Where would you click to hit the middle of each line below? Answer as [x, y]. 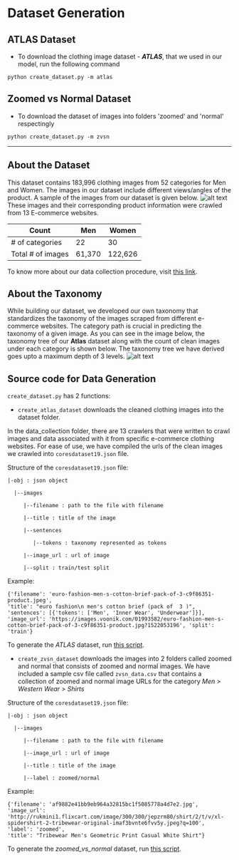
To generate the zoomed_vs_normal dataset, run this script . [94, 849]
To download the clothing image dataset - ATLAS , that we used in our [120, 56]
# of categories [37, 242]
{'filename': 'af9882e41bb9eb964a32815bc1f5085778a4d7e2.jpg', [103, 804]
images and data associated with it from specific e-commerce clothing [111, 439]
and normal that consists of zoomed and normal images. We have [114, 666]
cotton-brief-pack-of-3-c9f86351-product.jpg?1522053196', [97, 626]
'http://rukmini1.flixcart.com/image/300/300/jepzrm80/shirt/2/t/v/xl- [116, 817]
